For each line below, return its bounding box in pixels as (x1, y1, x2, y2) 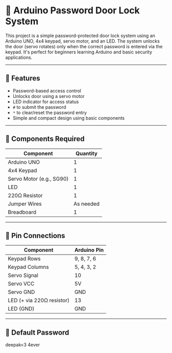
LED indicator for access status (12, 99, 79, 105)
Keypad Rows (8, 255, 41, 262)
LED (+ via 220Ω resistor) (8, 297, 70, 304)
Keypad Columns (8, 264, 49, 271)
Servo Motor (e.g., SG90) (8, 175, 69, 182)
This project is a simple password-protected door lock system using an (5, 32, 155, 38)
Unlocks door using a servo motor (12, 93, 85, 99)
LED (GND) (8, 305, 35, 312)
